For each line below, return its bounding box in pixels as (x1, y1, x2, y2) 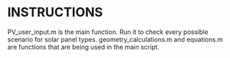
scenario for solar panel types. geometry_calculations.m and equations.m (7, 35, 224, 43)
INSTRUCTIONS (7, 4, 104, 21)
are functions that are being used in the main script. (7, 42, 159, 51)
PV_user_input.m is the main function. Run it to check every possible (7, 28, 209, 36)
